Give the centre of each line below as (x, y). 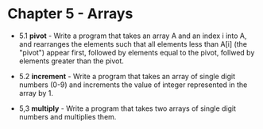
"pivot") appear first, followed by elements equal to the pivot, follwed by (137, 52)
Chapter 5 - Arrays (70, 14)
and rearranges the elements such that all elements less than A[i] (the (133, 44)
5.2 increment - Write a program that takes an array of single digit (127, 76)
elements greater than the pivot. (72, 61)
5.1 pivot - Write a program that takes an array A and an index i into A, (133, 36)
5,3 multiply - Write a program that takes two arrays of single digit (127, 108)
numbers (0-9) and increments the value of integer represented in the (133, 85)
